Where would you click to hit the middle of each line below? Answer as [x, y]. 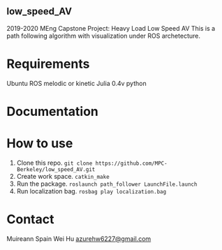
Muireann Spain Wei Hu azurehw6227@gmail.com [79, 238]
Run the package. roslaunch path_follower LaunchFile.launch [107, 184]
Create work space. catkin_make [63, 176]
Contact [30, 220]
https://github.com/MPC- [132, 163]
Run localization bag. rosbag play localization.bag [91, 191]
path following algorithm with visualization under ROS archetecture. [103, 36]
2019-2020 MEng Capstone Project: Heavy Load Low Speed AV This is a [111, 28]
